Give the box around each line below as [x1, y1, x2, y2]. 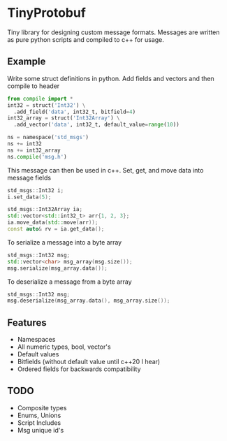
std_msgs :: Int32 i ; [7, 187, 64, 194]
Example [7, 56, 46, 68]
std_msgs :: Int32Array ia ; [7, 206, 82, 213]
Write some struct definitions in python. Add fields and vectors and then [7, 74, 214, 82]
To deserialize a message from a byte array [7, 277, 132, 286]
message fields [7, 173, 51, 182]
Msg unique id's [17, 426, 64, 434]
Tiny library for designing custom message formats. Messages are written [7, 28, 220, 36]
